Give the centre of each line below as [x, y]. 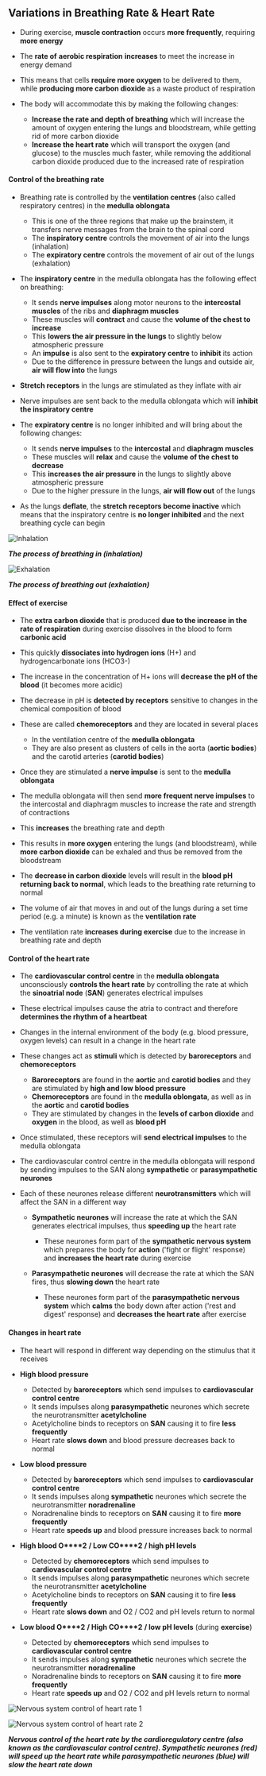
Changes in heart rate [45, 1333]
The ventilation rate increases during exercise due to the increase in [133, 932]
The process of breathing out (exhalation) [79, 585]
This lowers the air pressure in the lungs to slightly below [127, 336]
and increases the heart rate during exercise [118, 1258]
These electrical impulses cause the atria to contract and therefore [129, 1008]
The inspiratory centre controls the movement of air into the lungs [141, 238]
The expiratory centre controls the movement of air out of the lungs [143, 255]
